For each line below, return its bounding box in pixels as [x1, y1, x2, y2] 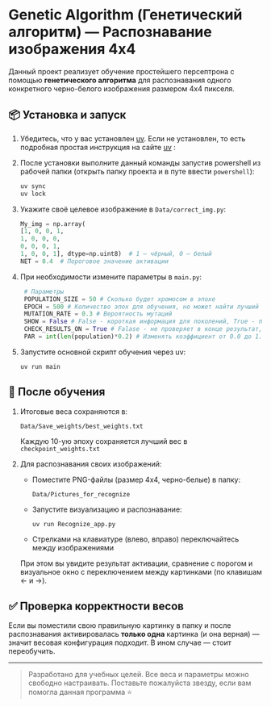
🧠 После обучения [8, 385, 106, 399]
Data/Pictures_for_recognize [31, 490, 131, 498]
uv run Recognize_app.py [31, 520, 116, 528]
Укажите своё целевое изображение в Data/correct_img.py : [19, 204, 227, 214]
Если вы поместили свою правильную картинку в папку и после [8, 621, 231, 630]
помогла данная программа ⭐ [27, 688, 133, 697]
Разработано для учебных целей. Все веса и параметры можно [27, 670, 249, 680]
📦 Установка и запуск [8, 108, 127, 122]
